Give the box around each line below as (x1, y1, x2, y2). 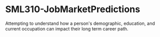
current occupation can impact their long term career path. (5, 25, 129, 31)
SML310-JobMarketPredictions (5, 4, 141, 15)
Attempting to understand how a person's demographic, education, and (5, 20, 155, 26)
